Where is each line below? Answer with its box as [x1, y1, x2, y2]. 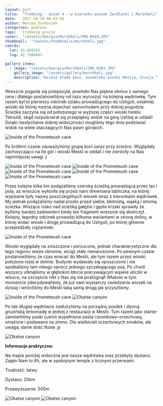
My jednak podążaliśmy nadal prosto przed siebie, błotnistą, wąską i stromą [5, 198, 157, 204]
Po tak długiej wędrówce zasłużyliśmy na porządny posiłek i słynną [5, 303, 140, 309]
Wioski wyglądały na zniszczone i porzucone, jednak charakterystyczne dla [5, 243, 157, 249]
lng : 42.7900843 [9, 52, 42, 57]
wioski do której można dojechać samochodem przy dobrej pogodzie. [5, 104, 145, 110]
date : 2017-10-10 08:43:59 [5, 16, 64, 21]
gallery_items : [5, 61, 36, 66]
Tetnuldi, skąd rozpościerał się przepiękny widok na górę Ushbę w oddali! [5, 114, 153, 120]
